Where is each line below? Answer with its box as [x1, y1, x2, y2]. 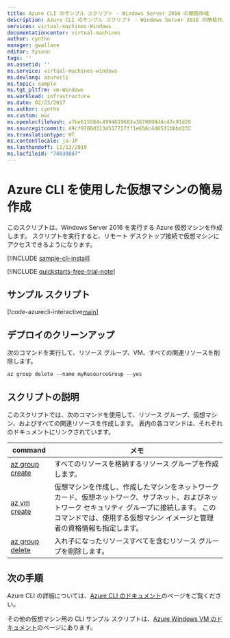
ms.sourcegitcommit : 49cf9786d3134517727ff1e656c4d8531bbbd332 [7, 125, 192, 132]
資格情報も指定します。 [68, 523, 143, 533]
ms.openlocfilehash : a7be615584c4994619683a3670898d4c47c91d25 [7, 118, 192, 126]
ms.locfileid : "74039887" [7, 150, 81, 158]
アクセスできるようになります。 [7, 240, 97, 248]
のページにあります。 [37, 624, 97, 632]
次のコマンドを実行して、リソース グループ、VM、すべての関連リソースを [7, 348, 214, 357]
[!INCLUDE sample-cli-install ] [7, 254, 90, 262]
